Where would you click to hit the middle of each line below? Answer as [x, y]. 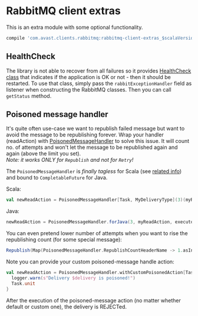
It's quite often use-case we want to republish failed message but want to [95, 129]
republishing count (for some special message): [64, 240]
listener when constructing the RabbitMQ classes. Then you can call [89, 89]
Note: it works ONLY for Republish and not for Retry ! [70, 160]
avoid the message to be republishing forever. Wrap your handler [85, 135]
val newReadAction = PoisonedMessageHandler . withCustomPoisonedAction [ [96, 273]
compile [16, 38]
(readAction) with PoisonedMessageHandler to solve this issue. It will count [98, 141]
